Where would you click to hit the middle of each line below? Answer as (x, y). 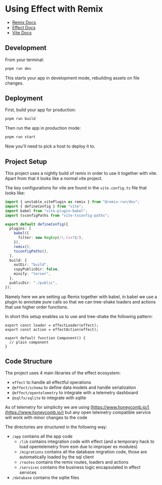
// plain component (29, 342)
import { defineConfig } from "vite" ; (44, 206)
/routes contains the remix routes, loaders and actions (74, 462)
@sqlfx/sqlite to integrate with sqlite (49, 398)
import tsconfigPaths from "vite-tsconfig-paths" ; (57, 215)
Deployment (24, 98)
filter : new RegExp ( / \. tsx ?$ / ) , (50, 238)
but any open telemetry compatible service (108, 412)
